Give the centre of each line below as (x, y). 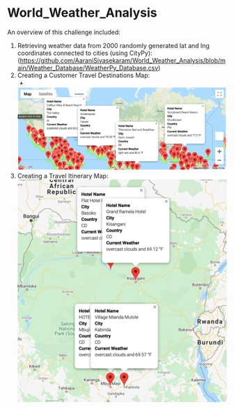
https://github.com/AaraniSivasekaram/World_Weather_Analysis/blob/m (123, 60)
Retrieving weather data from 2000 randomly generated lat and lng (114, 45)
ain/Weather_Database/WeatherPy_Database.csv (88, 68)
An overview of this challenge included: (64, 32)
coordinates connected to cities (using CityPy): (85, 53)
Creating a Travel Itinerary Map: (63, 176)
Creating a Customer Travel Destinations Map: (84, 75)
